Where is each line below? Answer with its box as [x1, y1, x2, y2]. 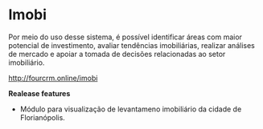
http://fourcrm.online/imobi [8, 73, 98, 83]
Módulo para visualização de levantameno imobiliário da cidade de [19, 104, 242, 114]
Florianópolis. [19, 112, 66, 122]
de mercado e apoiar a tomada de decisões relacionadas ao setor [8, 49, 226, 58]
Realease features [8, 88, 71, 98]
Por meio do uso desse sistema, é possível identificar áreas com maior [8, 32, 243, 42]
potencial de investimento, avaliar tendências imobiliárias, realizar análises [8, 40, 255, 50]
